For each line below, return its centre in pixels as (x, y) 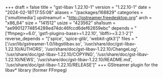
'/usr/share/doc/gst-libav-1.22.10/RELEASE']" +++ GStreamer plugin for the (81, 65)
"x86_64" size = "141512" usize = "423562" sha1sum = (61, 23)
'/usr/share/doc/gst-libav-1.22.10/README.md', (84, 59)
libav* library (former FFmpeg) (36, 70)
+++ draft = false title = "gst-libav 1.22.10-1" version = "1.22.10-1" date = (78, 7)
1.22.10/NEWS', (20, 59)
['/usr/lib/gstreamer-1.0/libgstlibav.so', (44, 44)
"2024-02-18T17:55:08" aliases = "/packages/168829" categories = (74, 12)
